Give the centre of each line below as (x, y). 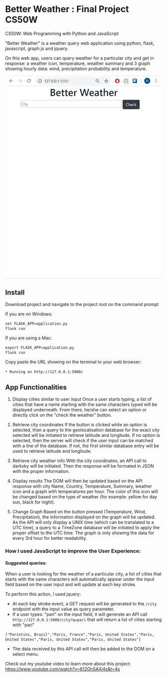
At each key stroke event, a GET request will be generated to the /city (84, 604)
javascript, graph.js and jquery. (37, 48)
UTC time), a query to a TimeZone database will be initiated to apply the (86, 528)
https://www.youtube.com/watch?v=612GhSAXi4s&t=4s (63, 669)
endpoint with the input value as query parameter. (63, 609)
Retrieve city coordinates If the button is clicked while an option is (80, 425)
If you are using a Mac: (29, 338)
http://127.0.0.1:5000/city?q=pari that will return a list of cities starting (87, 620)
